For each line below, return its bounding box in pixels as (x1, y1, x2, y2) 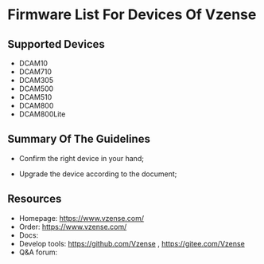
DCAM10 (18, 58, 49, 68)
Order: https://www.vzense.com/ (18, 222, 127, 231)
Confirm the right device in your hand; (18, 153, 145, 163)
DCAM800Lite (18, 109, 66, 119)
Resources (7, 192, 62, 206)
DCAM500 (18, 84, 54, 93)
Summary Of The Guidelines (7, 132, 150, 146)
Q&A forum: (18, 247, 58, 257)
